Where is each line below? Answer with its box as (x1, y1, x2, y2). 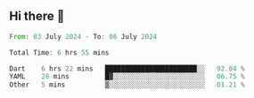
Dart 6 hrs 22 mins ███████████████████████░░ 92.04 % (9, 64, 245, 73)
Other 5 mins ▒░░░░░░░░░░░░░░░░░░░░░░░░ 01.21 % (9, 80, 245, 89)
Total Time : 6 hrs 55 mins (9, 48, 110, 57)
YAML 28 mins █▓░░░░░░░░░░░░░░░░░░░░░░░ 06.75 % (9, 72, 245, 81)
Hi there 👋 (9, 9, 65, 24)
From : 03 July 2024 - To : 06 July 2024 (9, 32, 158, 41)
